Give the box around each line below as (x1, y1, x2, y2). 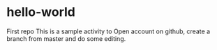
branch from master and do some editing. (6, 34, 126, 42)
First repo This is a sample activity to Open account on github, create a (6, 27, 211, 35)
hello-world (6, 4, 76, 20)
